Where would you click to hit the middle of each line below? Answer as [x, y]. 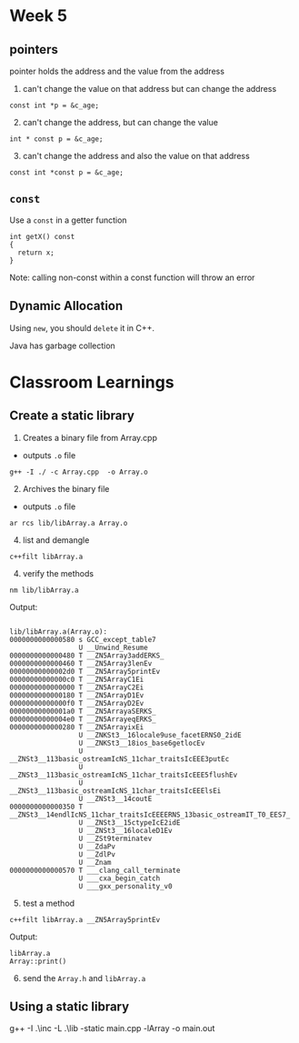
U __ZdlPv [97, 854]
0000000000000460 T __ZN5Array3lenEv [81, 663]
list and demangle [56, 540]
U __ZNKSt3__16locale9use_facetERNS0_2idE [160, 735]
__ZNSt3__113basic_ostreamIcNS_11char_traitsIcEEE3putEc [120, 759]
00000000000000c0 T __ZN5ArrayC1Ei [77, 679]
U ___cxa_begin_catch [120, 878]
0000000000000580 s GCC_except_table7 [83, 639]
